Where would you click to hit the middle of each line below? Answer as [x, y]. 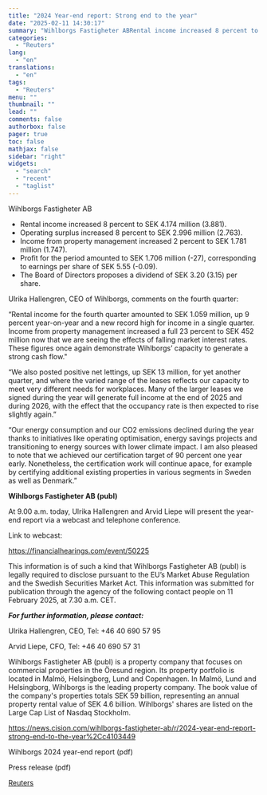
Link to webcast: [35, 535]
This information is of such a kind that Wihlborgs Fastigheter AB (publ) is [128, 566]
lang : [17, 53]
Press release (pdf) [40, 767]
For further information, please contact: [76, 615]
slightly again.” [33, 414]
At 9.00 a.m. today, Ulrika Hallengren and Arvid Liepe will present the [122, 511]
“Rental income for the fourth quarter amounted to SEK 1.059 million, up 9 [129, 314]
